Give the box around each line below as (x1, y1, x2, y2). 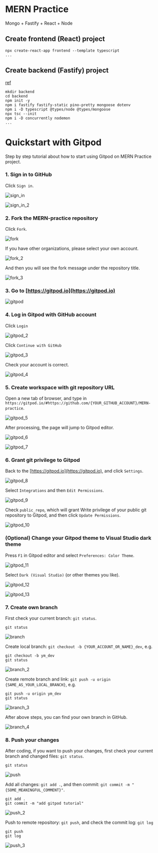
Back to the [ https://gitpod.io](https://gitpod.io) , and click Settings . (5, 468, 143, 474)
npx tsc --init (5, 111, 37, 116)
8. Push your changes (5, 736, 59, 743)
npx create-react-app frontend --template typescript (5, 48, 120, 53)
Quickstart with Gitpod (5, 137, 101, 148)
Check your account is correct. (5, 361, 69, 367)
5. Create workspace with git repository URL (5, 384, 115, 391)
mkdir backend (5, 89, 35, 94)
